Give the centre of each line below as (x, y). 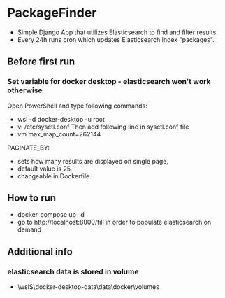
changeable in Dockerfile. (55, 176)
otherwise (25, 90)
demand (29, 229)
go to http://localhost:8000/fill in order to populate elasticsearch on (114, 222)
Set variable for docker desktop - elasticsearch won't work (109, 82)
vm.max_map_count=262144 (59, 134)
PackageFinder (52, 13)
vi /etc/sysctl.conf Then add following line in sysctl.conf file (103, 127)
